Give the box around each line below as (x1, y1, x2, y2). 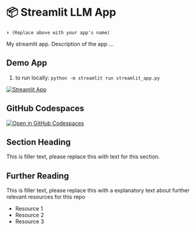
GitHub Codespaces (6, 103, 85, 113)
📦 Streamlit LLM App (6, 5, 117, 19)
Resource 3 (15, 218, 44, 225)
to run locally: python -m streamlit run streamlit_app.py (15, 74, 160, 81)
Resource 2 (15, 211, 44, 219)
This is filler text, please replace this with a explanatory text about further (6, 187, 190, 194)
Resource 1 (15, 205, 43, 212)
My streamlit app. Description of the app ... (6, 40, 114, 47)
